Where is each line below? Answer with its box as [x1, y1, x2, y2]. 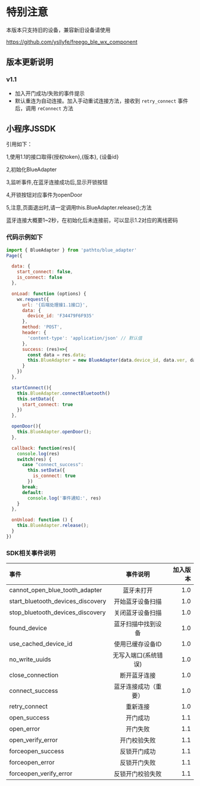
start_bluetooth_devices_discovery [9, 597, 107, 606]
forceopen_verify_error [9, 769, 73, 778]
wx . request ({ [17, 296, 49, 302]
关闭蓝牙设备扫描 [114, 609, 162, 617]
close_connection [9, 671, 58, 679]
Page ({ [6, 252, 23, 258]
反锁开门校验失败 [114, 770, 162, 778]
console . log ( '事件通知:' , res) [27, 495, 102, 501]
